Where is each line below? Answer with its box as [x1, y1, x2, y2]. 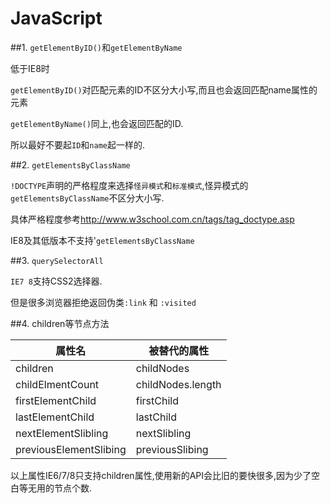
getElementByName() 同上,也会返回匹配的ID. [10, 117, 184, 129]
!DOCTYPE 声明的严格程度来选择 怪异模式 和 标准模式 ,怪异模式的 [10, 179, 249, 191]
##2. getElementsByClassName [10, 158, 131, 171]
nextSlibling [135, 426, 192, 440]
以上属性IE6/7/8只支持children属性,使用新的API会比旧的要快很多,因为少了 [10, 469, 312, 481]
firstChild [135, 393, 179, 407]
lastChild [135, 410, 177, 424]
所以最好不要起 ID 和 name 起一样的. [10, 138, 146, 151]
